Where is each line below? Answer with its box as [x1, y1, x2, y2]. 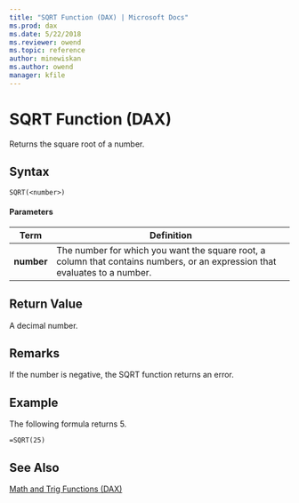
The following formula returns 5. [9, 419, 127, 429]
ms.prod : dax [9, 21, 58, 30]
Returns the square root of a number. [9, 139, 145, 149]
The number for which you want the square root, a [56, 244, 266, 256]
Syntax [9, 164, 50, 180]
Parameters [9, 206, 53, 218]
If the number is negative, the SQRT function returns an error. [9, 370, 234, 380]
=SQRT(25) [9, 436, 46, 445]
